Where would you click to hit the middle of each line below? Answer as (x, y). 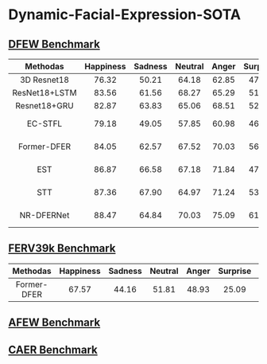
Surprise (235, 271)
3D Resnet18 (44, 80)
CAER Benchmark (53, 349)
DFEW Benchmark (54, 44)
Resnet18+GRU (44, 106)
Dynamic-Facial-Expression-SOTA (124, 15)
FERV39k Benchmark (62, 249)
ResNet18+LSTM (44, 93)
